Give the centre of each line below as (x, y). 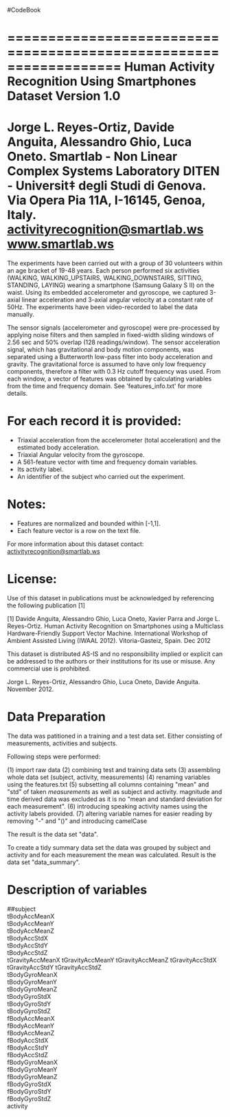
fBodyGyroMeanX (33, 1062)
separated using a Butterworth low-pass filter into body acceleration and (110, 357)
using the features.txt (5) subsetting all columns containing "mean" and (108, 784)
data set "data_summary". (44, 862)
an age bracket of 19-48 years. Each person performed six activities (103, 271)
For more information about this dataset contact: (76, 544)
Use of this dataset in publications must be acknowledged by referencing (111, 598)
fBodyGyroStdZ (29, 1098)
